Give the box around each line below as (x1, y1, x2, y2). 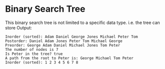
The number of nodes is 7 (5, 47, 58, 52)
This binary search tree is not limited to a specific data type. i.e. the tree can (5, 20, 161, 25)
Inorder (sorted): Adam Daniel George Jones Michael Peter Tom (5, 34, 138, 39)
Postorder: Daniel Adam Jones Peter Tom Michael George (5, 38, 123, 44)
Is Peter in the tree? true (5, 51, 63, 56)
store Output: (5, 24, 32, 30)
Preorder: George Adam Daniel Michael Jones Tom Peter (5, 43, 121, 47)
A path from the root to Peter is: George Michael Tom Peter (5, 55, 134, 61)
